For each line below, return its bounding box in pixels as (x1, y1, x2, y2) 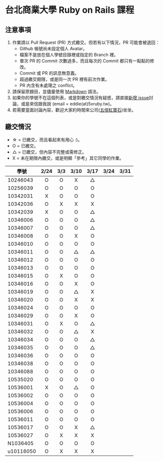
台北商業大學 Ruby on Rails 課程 (5, 4, 135, 16)
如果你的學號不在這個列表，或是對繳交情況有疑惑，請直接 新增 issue (12, 95, 149, 101)
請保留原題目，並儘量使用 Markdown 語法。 (12, 89, 101, 94)
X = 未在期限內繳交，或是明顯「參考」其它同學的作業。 (12, 155, 124, 161)
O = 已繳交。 (12, 143, 38, 149)
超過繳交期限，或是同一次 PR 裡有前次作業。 (19, 77, 109, 82)
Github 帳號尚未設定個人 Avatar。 (19, 46, 87, 52)
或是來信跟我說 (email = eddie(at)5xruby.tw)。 (21, 101, 114, 107)
